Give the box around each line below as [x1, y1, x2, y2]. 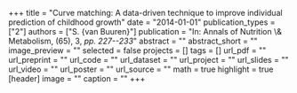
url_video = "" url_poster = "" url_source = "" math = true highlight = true [8, 64, 274, 74]
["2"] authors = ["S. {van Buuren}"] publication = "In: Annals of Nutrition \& [8, 27, 282, 36]
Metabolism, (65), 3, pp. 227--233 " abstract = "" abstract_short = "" [8, 35, 259, 46]
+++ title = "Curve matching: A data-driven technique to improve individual [8, 8, 283, 18]
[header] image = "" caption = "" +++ [8, 74, 146, 83]
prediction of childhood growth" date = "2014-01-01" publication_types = [8, 17, 277, 27]
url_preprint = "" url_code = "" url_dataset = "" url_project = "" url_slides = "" [8, 55, 289, 65]
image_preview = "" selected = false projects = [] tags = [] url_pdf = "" [8, 45, 267, 56]
